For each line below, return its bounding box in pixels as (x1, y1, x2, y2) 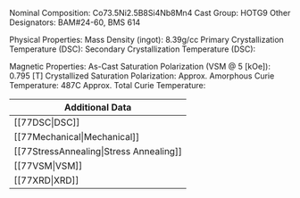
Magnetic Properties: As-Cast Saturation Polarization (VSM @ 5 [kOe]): (9, 62, 271, 71)
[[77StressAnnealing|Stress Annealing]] (13, 145, 183, 157)
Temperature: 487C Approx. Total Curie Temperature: (9, 80, 206, 90)
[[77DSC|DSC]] (13, 116, 80, 128)
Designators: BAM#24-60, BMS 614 (9, 17, 141, 28)
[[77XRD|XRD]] (13, 174, 79, 186)
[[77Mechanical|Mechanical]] (13, 131, 140, 143)
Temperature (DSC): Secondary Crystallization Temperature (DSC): (9, 44, 256, 54)
